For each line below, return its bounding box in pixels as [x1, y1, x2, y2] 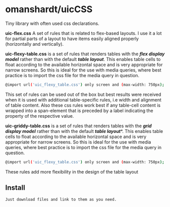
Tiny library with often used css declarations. [5, 20, 99, 26]
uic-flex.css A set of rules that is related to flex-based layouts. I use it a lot [5, 30, 162, 36]
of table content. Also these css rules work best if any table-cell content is [5, 102, 161, 108]
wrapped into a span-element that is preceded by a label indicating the [5, 108, 153, 114]
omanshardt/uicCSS [5, 4, 93, 15]
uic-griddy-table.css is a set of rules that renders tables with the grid [5, 123, 152, 129]
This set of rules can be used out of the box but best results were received [5, 91, 161, 97]
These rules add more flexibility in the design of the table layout [5, 168, 139, 175]
